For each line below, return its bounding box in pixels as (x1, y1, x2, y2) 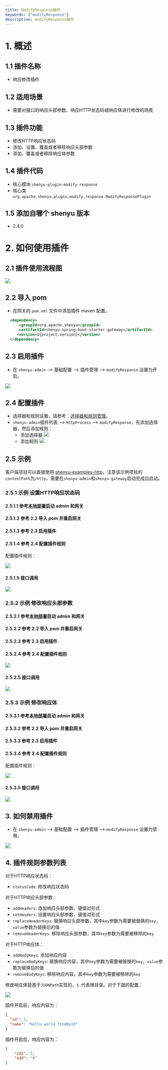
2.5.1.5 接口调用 (5, 575, 38, 581)
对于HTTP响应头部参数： (5, 895, 57, 901)
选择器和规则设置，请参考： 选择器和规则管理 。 (12, 413, 110, 419)
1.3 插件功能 (5, 123, 43, 132)
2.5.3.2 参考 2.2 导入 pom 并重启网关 (5, 725, 82, 731)
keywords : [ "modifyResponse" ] (5, 12, 69, 17)
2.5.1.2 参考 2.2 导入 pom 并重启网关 (5, 515, 81, 521)
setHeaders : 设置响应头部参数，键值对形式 (12, 911, 100, 918)
